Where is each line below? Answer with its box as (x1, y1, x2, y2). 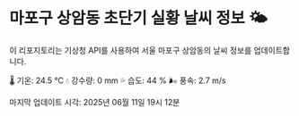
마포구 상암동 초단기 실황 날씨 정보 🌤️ (9, 8, 268, 29)
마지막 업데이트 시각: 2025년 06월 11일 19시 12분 (9, 96, 180, 107)
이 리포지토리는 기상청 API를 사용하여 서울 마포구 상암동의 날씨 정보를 (9, 45, 252, 55)
